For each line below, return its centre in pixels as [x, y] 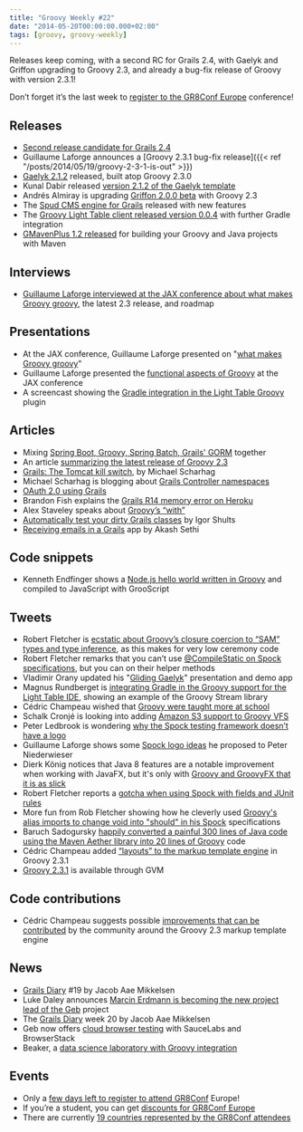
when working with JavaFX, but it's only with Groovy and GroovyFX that [156, 774]
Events [29, 1076]
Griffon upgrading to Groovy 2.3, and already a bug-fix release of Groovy [146, 70]
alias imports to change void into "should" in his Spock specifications [151, 822]
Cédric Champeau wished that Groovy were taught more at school [146, 706]
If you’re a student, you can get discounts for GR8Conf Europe [139, 1108]
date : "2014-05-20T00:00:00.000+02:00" [85, 26]
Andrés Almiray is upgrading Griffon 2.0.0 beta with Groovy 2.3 [140, 196]
